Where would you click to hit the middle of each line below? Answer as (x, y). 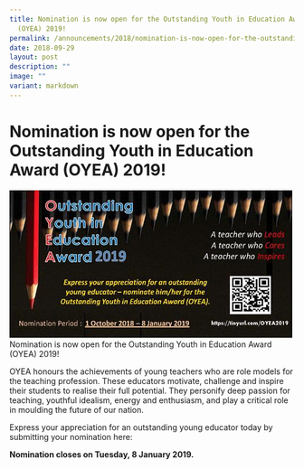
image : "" (28, 77)
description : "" (40, 67)
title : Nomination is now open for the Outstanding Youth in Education (147, 19)
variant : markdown (44, 86)
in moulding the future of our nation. (77, 409)
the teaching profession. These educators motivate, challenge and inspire (147, 380)
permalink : (30, 38)
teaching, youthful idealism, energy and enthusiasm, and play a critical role (149, 400)
